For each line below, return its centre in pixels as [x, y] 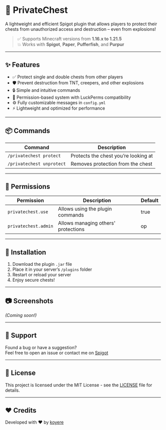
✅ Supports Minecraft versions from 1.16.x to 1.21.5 [69, 39]
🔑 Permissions [28, 186]
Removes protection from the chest [112, 164]
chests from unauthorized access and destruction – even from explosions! [81, 29]
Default [149, 200]
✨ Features [22, 65]
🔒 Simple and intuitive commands [46, 90]
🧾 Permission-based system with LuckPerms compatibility [71, 97]
